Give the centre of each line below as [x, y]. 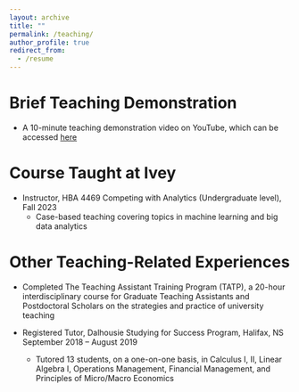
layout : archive [39, 17]
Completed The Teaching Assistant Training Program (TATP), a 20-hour [154, 287]
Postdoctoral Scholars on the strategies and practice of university [143, 306]
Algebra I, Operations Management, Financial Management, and [153, 368]
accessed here [50, 137]
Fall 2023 [39, 207]
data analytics [61, 226]
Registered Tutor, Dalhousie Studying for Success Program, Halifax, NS [153, 332]
